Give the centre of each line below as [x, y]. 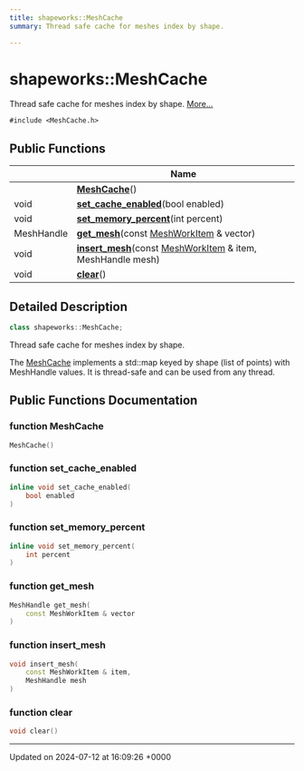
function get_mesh [52, 586]
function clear [41, 712]
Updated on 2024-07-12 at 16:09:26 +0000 [90, 757]
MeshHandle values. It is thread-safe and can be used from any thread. [142, 372]
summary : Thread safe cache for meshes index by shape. [117, 26]
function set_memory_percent [77, 527]
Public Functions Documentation [104, 400]
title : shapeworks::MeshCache [66, 18]
